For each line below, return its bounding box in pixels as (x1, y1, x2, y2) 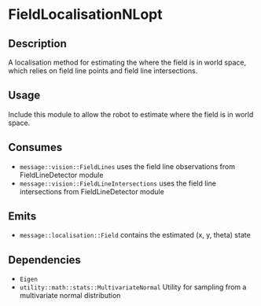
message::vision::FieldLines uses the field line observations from (19, 161, 236, 171)
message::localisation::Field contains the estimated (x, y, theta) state (19, 230, 252, 240)
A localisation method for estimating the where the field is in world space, (8, 57, 247, 67)
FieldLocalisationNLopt (8, 6, 163, 24)
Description (8, 37, 67, 50)
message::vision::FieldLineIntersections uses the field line (19, 179, 216, 188)
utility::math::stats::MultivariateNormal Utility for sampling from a (19, 282, 247, 292)
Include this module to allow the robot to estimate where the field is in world (8, 109, 254, 119)
